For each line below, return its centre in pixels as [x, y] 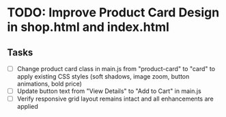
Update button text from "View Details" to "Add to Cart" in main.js [109, 91]
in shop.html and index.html [88, 27]
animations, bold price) [49, 84]
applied [28, 107]
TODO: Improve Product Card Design [113, 13]
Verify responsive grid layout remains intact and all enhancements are [115, 99]
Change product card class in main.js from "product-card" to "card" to [116, 69]
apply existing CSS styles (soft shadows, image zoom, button [103, 77]
